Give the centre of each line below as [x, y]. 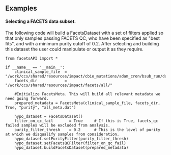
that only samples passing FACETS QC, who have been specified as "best [83, 38]
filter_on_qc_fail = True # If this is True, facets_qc [86, 121]
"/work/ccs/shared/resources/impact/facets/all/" [59, 85]
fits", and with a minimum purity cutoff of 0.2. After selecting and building [82, 43]
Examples [21, 8]
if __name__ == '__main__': [35, 67]
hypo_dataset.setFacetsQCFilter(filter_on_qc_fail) [70, 143]
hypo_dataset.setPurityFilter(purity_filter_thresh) [72, 139]
